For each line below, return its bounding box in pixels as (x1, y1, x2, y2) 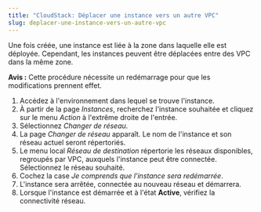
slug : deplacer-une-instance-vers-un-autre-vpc (8, 19, 167, 27)
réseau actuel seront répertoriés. (19, 137, 126, 147)
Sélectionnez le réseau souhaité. (19, 163, 125, 172)
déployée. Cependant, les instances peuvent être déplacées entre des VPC (8, 49, 251, 58)
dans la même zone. (8, 57, 74, 67)
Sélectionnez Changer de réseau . (19, 121, 129, 130)
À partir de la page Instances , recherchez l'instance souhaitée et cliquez (19, 104, 254, 114)
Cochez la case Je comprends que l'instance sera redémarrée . (19, 170, 223, 181)
